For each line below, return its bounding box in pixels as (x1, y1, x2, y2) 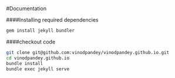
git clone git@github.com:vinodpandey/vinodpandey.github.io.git (6, 49, 169, 55)
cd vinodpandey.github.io (6, 55, 69, 61)
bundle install (6, 60, 43, 66)
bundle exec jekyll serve (6, 66, 69, 72)
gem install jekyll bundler (6, 28, 75, 33)
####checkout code (6, 38, 56, 45)
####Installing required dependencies (6, 16, 99, 23)
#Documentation (6, 5, 47, 12)
